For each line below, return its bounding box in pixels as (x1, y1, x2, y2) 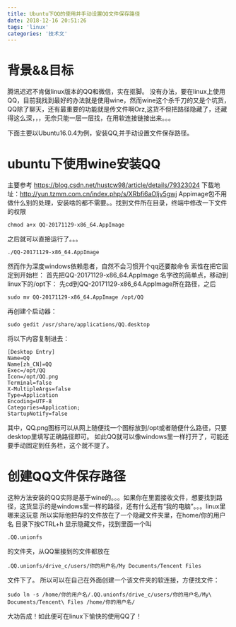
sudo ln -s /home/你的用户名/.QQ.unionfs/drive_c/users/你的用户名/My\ (7, 591, 212, 599)
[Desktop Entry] (7, 349, 55, 356)
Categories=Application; (7, 404, 81, 412)
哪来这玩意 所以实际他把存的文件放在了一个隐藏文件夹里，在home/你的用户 (7, 511, 226, 520)
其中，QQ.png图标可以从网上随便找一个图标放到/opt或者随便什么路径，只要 (7, 424, 228, 432)
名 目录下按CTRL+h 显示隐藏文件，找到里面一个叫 (7, 520, 152, 528)
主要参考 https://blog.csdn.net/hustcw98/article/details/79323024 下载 (7, 181, 214, 189)
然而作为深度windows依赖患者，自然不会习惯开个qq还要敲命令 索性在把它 (7, 262, 223, 270)
